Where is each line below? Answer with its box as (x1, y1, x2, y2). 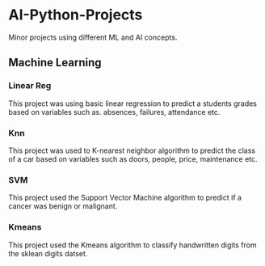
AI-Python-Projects (8, 6, 143, 24)
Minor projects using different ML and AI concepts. (8, 32, 178, 42)
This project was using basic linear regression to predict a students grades (8, 99, 257, 108)
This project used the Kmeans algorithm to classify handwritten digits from (8, 240, 257, 250)
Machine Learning (8, 56, 103, 70)
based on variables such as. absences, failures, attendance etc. (8, 107, 221, 116)
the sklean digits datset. (8, 248, 88, 258)
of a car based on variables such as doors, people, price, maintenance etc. (8, 154, 258, 163)
